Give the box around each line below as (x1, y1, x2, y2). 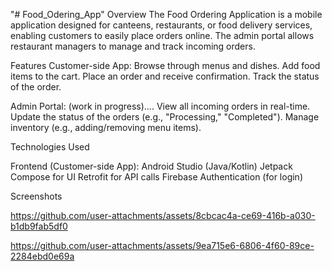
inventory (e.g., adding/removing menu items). (10, 122, 202, 133)
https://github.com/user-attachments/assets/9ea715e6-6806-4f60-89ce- (10, 240, 315, 251)
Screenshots (10, 190, 63, 202)
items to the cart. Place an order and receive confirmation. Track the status (10, 70, 320, 82)
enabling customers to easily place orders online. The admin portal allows (10, 30, 315, 41)
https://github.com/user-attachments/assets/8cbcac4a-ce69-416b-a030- (10, 210, 316, 221)
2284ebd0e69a (10, 250, 75, 262)
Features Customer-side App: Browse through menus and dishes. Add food (10, 60, 321, 71)
